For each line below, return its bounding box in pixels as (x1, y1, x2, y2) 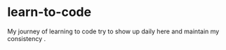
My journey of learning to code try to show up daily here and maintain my (7, 27, 220, 35)
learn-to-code (7, 4, 92, 20)
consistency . (7, 34, 46, 42)
